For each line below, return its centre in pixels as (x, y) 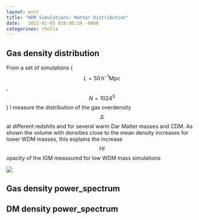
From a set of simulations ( (39, 68)
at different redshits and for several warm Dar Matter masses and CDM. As (99, 126)
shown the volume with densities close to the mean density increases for (97, 133)
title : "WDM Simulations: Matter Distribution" (68, 18)
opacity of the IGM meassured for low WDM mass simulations (83, 158)
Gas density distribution (53, 53)
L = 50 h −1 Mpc (102, 78)
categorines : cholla (32, 29)
